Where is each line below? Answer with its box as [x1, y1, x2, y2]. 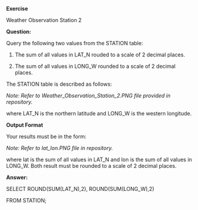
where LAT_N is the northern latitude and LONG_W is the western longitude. [6, 110, 192, 117]
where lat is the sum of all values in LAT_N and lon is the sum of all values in [6, 156, 192, 163]
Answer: [6, 174, 28, 181]
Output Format [6, 121, 43, 128]
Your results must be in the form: [6, 133, 87, 140]
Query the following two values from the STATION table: [6, 40, 143, 46]
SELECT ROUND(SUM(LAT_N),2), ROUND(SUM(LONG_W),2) [6, 186, 155, 192]
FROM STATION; [6, 197, 47, 204]
